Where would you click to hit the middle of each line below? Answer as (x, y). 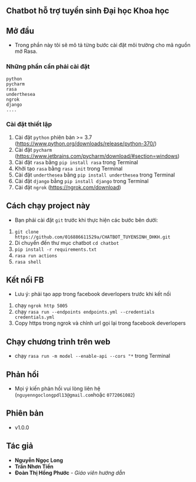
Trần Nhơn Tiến (34, 466)
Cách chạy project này (48, 206)
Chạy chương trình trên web (58, 342)
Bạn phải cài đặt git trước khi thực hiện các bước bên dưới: (86, 220)
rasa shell (28, 262)
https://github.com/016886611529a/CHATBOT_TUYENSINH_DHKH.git (92, 237)
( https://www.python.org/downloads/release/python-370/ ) (86, 143)
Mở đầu (20, 31)
